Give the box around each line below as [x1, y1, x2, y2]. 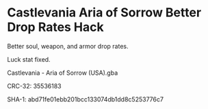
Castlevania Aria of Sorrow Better [7, 5, 202, 21]
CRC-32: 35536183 [7, 82, 62, 90]
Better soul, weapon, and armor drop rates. [7, 42, 129, 50]
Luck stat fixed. [7, 55, 51, 63]
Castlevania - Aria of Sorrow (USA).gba [7, 69, 118, 77]
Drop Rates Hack [7, 19, 104, 35]
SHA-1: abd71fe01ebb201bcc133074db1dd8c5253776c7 [7, 95, 164, 104]
